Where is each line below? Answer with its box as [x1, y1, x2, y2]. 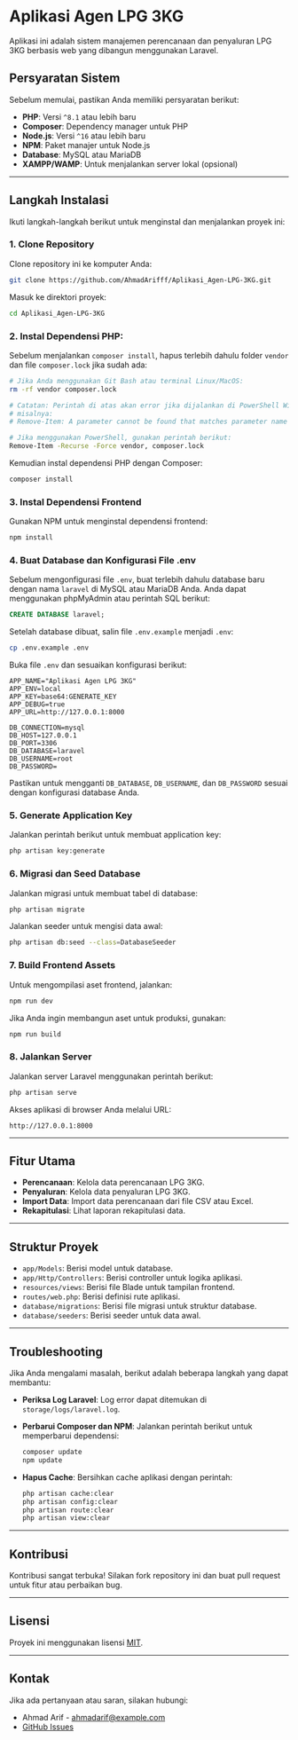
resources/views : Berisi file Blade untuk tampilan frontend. [21, 1282, 235, 1293]
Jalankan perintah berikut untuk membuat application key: [9, 830, 222, 840]
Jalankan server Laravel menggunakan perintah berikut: [9, 1071, 214, 1082]
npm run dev [9, 996, 53, 1005]
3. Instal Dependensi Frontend [9, 495, 142, 508]
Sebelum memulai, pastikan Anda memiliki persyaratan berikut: [9, 94, 239, 105]
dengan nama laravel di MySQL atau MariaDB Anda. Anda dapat [9, 584, 247, 594]
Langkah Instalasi [9, 193, 109, 208]
